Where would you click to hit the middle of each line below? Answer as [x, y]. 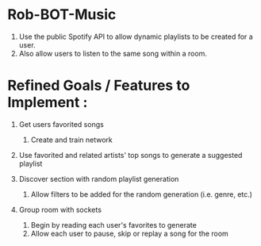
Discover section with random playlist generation [99, 179]
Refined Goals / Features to [99, 86]
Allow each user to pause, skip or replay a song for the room [130, 233]
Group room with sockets [60, 209]
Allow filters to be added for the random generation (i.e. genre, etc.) [142, 194]
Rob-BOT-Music [62, 15]
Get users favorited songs [61, 124]
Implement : [48, 103]
